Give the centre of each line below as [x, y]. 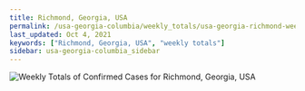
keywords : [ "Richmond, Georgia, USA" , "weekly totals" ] [117, 43]
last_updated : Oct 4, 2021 [60, 34]
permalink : [30, 26]
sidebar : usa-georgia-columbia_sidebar [85, 51]
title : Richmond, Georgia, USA [69, 18]
